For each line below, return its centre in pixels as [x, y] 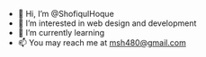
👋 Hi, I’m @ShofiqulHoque [66, 14]
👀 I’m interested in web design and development [107, 23]
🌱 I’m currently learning [61, 33]
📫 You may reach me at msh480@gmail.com [102, 43]
